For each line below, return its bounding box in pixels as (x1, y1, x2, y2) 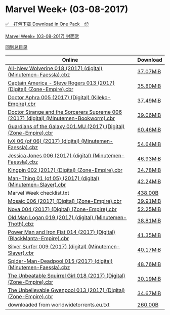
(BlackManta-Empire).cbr (8, 235, 69, 242)
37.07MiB (137, 68, 161, 75)
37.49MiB (137, 97, 161, 104)
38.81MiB (137, 217, 161, 224)
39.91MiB (137, 197, 161, 204)
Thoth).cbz (8, 220, 34, 227)
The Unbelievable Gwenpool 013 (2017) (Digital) (8, 287, 125, 294)
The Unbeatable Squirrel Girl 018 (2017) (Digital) (8, 272, 125, 279)
